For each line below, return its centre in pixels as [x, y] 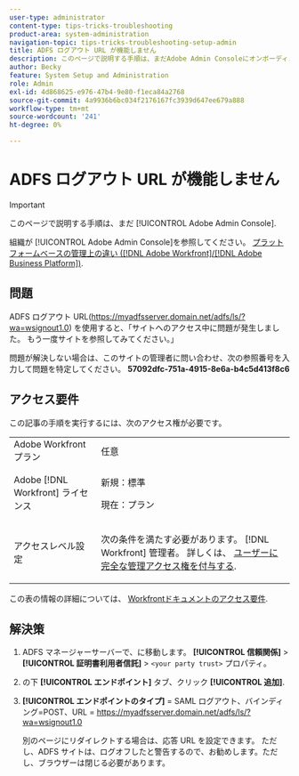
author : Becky [36, 68]
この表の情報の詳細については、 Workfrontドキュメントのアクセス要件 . [139, 598]
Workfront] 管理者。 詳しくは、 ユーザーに [190, 553]
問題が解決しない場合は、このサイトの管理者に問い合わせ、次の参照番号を [145, 358]
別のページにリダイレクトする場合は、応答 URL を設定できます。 [141, 740]
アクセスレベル [45, 546]
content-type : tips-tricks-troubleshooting [91, 26]
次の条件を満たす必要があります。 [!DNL [185, 539]
